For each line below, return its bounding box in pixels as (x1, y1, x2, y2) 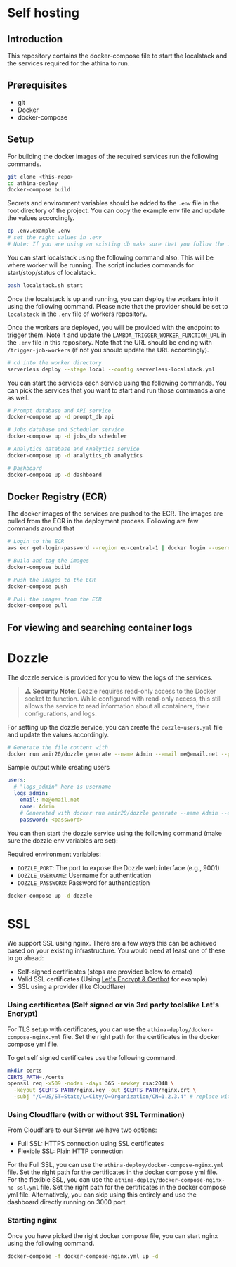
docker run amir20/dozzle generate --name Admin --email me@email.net (7, 751, 218, 758)
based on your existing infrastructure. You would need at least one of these (7, 946, 225, 955)
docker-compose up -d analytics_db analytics (7, 452, 143, 459)
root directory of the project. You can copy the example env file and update (7, 206, 225, 215)
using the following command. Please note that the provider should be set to (7, 302, 228, 310)
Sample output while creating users (7, 763, 110, 772)
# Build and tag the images (7, 557, 90, 564)
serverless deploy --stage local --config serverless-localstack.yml (7, 366, 216, 373)
